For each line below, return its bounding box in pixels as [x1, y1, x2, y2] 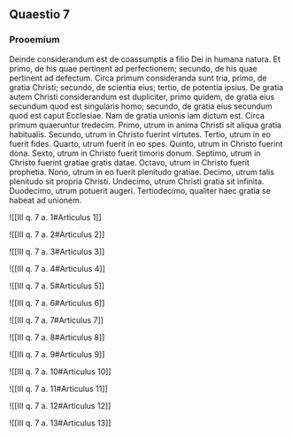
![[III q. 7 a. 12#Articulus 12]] [9, 400, 111, 410]
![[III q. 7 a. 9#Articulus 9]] [9, 349, 105, 359]
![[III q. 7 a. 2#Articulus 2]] [9, 229, 105, 240]
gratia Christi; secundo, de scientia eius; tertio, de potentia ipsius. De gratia [9, 81, 284, 92]
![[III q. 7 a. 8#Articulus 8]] [9, 332, 105, 342]
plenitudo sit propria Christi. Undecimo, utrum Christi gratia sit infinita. [9, 176, 265, 187]
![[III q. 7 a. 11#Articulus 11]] [9, 383, 108, 394]
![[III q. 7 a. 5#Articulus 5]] [9, 280, 104, 291]
